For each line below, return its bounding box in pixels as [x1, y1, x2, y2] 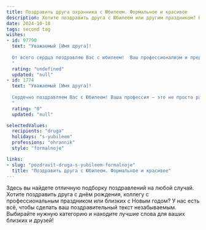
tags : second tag [6, 26, 51, 32]
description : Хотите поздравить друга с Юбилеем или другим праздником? [6, 15, 196, 21]
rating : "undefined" [12, 65, 64, 72]
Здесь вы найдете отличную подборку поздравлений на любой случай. [6, 184, 194, 191]
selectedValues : [6, 122, 48, 128]
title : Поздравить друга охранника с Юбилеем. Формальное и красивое [6, 9, 188, 15]
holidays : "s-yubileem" [12, 134, 72, 140]
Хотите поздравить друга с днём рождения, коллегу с [6, 191, 149, 198]
